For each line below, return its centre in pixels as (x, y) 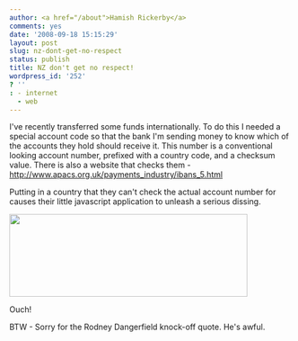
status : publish (39, 59)
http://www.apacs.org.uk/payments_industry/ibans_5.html (116, 175)
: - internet (34, 93)
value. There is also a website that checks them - (100, 165)
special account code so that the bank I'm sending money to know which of (149, 137)
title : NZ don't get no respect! (72, 68)
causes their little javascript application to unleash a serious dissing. (136, 202)
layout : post (34, 43)
